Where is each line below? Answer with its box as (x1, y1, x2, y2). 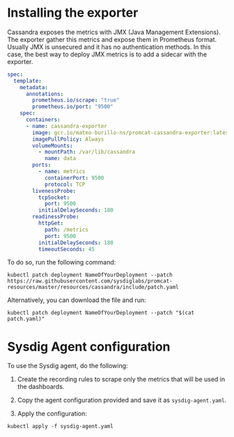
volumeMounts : (32, 142, 73, 149)
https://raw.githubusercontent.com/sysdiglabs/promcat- (7, 278, 173, 285)
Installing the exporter (7, 5, 139, 21)
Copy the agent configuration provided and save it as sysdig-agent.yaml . (17, 396, 227, 404)
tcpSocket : (38, 193, 70, 201)
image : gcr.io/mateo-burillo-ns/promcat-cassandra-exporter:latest (32, 129, 232, 136)
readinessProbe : (32, 214, 79, 221)
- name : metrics (38, 168, 86, 175)
